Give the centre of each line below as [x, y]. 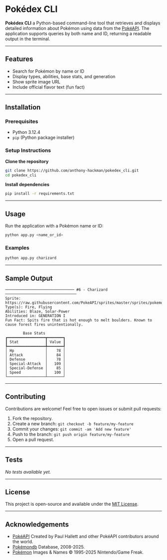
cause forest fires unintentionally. [44, 325]
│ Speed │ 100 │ [35, 373]
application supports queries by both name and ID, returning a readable [78, 33]
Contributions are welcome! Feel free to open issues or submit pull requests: [83, 409]
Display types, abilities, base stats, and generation [64, 76]
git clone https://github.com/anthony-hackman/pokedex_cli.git [72, 170]
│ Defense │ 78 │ [35, 359]
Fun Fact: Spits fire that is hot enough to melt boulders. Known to [79, 320]
